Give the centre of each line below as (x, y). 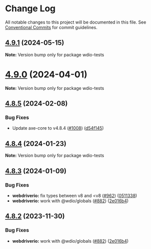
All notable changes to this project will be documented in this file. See (76, 22)
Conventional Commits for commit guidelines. (51, 27)
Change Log (30, 9)
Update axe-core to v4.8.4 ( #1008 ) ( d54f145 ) (58, 128)
